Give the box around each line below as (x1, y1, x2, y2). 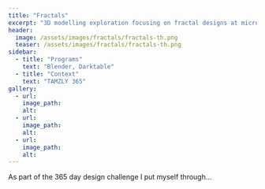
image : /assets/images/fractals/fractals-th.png (15, 33, 178, 42)
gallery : (8, 84, 37, 93)
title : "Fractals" (8, 11, 69, 20)
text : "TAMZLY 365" (22, 77, 87, 85)
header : (8, 26, 34, 34)
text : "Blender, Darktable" (22, 63, 114, 71)
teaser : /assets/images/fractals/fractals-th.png (15, 41, 181, 49)
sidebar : (8, 48, 37, 56)
